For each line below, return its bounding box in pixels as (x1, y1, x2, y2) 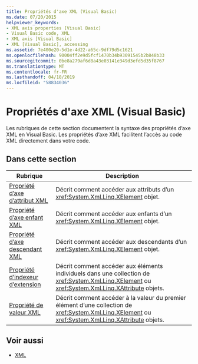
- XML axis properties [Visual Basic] (6, 25, 101, 31)
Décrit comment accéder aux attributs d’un (55, 185, 174, 193)
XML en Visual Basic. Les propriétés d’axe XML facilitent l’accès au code (6, 131, 182, 138)
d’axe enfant (9, 213, 44, 221)
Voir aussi (6, 336, 44, 346)
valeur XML (9, 308, 41, 316)
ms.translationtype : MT (6, 63, 65, 70)
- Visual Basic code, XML (6, 31, 70, 37)
